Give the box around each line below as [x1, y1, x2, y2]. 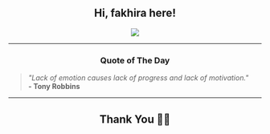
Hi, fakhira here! [93, 6, 177, 20]
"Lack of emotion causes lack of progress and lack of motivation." [27, 73, 249, 83]
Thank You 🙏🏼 [99, 112, 171, 126]
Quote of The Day [100, 55, 170, 66]
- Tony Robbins [27, 82, 80, 91]
